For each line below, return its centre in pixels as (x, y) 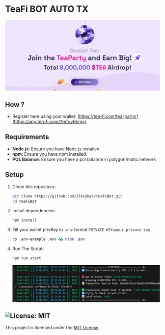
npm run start (27, 258)
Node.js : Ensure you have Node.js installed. (56, 149)
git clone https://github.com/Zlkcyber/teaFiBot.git (67, 196)
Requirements (27, 137)
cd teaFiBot (24, 201)
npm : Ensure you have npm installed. (50, 154)
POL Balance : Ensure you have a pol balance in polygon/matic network (84, 159)
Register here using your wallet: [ (46, 116)
